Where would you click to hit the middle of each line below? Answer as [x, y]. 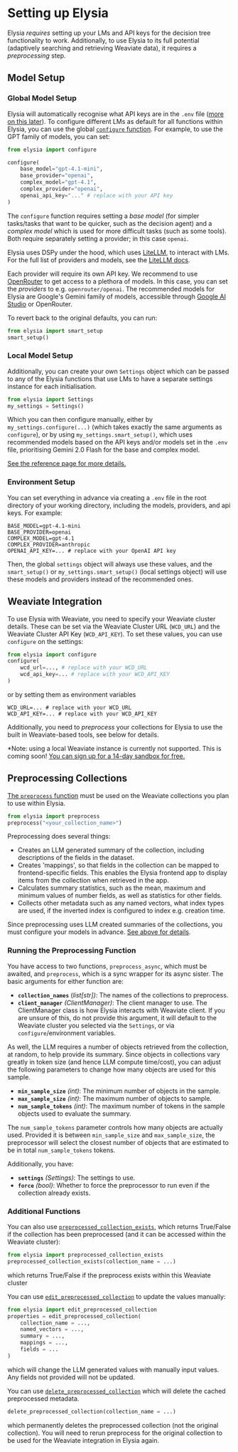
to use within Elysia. [37, 803]
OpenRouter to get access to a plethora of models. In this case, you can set [118, 281]
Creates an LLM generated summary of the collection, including [111, 850]
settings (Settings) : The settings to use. [76, 1178]
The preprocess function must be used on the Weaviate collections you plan [118, 795]
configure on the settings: [45, 641]
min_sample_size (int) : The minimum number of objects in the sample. [119, 1091]
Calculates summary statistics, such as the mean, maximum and [112, 888]
